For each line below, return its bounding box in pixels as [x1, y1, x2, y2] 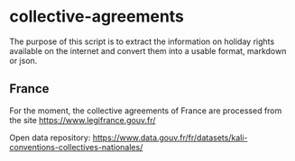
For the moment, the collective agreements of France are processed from [9, 105, 282, 116]
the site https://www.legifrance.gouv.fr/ [9, 114, 156, 125]
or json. [9, 55, 38, 66]
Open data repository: [9, 132, 91, 143]
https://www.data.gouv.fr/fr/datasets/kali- [92, 132, 248, 143]
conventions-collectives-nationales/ [9, 141, 143, 152]
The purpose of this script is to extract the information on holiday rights [9, 36, 275, 47]
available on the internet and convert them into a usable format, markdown [9, 45, 287, 56]
